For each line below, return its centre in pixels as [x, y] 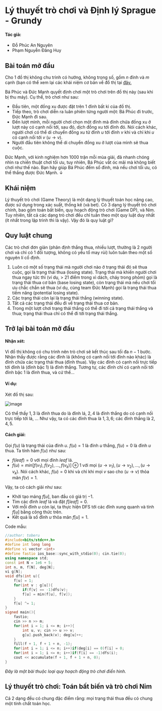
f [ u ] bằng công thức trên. [37, 512]
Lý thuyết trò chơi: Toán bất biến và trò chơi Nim [79, 686]
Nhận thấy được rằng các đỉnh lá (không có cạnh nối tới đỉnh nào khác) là [78, 357]
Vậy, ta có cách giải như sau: [34, 487]
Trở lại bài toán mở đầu [40, 329]
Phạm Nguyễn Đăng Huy [37, 51]
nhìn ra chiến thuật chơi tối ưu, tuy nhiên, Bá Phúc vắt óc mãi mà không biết [80, 162]
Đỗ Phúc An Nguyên [32, 45]
